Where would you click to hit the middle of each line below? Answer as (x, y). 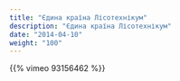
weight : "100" (36, 43)
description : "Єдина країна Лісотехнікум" (90, 26)
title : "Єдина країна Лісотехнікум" (78, 18)
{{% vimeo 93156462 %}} (57, 68)
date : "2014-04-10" (46, 34)
